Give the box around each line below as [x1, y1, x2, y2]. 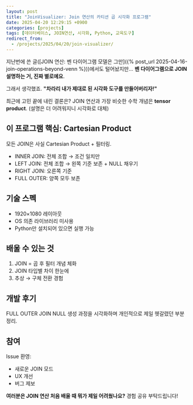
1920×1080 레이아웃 [14, 210, 63, 217]
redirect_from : [6, 36, 43, 42]
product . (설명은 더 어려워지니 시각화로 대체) [6, 105, 109, 112]
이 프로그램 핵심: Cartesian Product [6, 123, 132, 133]
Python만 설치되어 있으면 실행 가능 [14, 225, 95, 232]
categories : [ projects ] [6, 25, 64, 31]
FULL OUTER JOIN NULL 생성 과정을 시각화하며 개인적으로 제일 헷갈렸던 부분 [6, 310, 185, 317]
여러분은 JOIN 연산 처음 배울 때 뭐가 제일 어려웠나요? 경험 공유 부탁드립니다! [6, 392, 178, 399]
